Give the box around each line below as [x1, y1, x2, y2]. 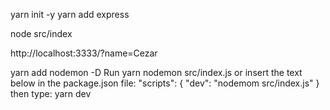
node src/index [10, 28, 73, 39]
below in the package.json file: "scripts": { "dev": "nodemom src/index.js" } [10, 77, 320, 89]
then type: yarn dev [10, 88, 92, 99]
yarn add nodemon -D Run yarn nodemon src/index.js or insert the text [10, 67, 303, 78]
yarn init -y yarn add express [10, 9, 130, 20]
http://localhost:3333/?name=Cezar [10, 47, 158, 59]
